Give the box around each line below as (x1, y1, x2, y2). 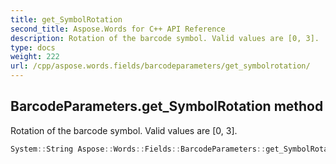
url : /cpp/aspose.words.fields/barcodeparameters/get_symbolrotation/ (10, 61, 311, 71)
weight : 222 (10, 52, 60, 62)
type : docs (10, 42, 56, 53)
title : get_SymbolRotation (10, 14, 123, 25)
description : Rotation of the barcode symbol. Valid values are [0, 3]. (10, 33, 320, 43)
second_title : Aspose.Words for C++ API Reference (10, 24, 226, 34)
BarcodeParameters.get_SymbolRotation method (10, 98, 324, 115)
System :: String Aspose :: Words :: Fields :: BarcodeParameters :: (10, 144, 267, 154)
